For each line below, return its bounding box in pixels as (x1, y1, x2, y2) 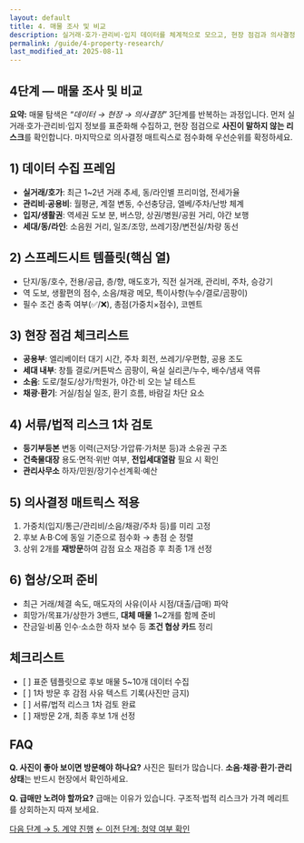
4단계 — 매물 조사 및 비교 (9, 83, 142, 98)
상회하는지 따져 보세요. (18, 804, 100, 815)
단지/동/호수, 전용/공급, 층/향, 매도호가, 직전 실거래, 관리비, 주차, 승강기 (22, 276, 274, 286)
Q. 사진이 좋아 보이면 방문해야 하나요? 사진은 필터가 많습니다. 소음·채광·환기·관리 (9, 762, 292, 773)
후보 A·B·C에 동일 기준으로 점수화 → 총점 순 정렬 (22, 532, 194, 542)
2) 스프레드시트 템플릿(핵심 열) (9, 250, 171, 266)
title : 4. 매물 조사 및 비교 (9, 22, 106, 31)
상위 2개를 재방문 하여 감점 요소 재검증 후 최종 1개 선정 (22, 543, 212, 554)
